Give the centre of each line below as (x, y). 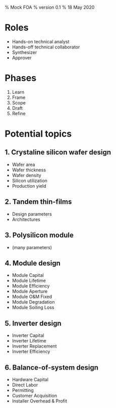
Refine (19, 113)
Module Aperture (30, 292)
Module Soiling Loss (33, 308)
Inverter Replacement (34, 346)
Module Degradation (33, 302)
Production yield (29, 186)
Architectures (26, 219)
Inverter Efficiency (31, 352)
